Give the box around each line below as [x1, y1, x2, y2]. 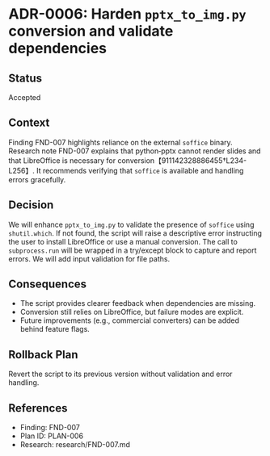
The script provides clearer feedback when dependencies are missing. [19, 299, 256, 308]
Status [8, 71, 43, 85]
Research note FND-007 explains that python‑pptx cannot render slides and [8, 146, 261, 156]
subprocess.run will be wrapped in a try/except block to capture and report [8, 245, 257, 255]
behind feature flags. [19, 324, 91, 334]
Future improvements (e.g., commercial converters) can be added [19, 316, 240, 325]
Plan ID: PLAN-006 [19, 431, 83, 441]
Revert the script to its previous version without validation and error [8, 369, 233, 379]
